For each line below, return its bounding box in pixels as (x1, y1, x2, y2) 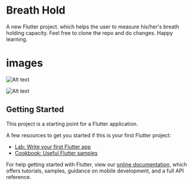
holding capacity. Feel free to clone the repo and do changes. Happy (6, 29, 173, 36)
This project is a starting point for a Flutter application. (6, 120, 138, 127)
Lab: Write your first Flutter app (14, 143, 91, 150)
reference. (6, 173, 31, 180)
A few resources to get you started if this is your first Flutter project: (6, 131, 171, 139)
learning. (6, 35, 28, 43)
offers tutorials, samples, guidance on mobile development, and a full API (6, 167, 184, 174)
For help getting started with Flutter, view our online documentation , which (6, 161, 188, 168)
